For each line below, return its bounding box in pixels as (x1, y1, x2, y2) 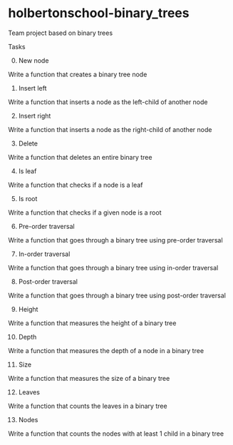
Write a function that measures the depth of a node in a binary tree (8, 346, 204, 354)
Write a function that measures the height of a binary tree (8, 319, 177, 327)
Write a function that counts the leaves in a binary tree (8, 401, 167, 410)
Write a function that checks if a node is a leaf (8, 180, 143, 189)
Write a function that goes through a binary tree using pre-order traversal (8, 235, 223, 244)
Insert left (18, 83, 47, 92)
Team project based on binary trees (8, 29, 113, 37)
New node (18, 56, 49, 65)
